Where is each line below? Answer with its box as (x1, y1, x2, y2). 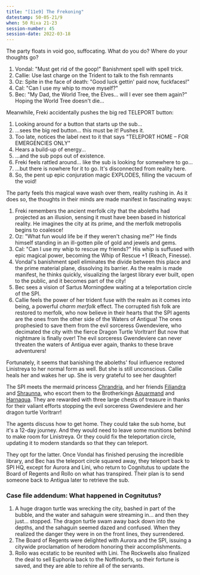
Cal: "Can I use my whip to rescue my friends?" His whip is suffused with (14, 246, 195, 253)
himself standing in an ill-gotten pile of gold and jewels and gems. (14, 239, 177, 246)
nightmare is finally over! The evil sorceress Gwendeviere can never (14, 335, 182, 342)
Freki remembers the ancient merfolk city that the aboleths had (14, 207, 170, 214)
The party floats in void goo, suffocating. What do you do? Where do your (6, 47, 188, 55)
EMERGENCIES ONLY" (14, 140, 70, 147)
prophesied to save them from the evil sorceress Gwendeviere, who (14, 322, 182, 329)
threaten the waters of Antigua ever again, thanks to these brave (14, 341, 174, 348)
